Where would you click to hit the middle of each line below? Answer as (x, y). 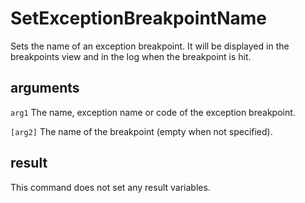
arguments (45, 88)
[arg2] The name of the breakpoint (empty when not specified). (141, 131)
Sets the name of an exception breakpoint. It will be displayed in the (150, 46)
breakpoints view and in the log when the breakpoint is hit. (131, 56)
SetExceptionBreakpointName (138, 18)
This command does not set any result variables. (110, 187)
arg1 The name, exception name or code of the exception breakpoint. (153, 112)
